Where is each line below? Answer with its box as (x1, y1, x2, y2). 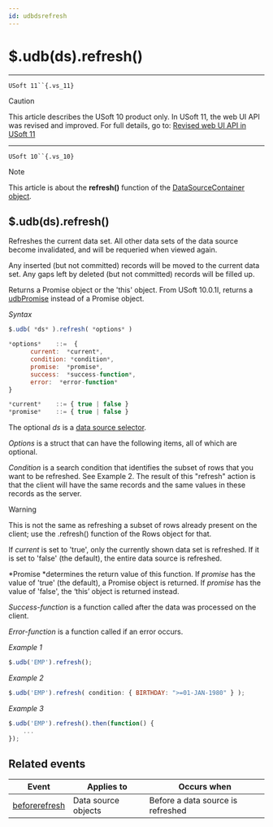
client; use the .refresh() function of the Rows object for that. (8, 529, 212, 539)
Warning (8, 504, 37, 514)
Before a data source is (149, 795, 238, 807)
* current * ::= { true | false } (8, 400, 129, 408)
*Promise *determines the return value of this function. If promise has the (8, 570, 256, 579)
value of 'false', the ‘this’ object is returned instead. (8, 587, 180, 596)
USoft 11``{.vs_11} (8, 81, 75, 90)
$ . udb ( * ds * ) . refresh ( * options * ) (8, 325, 132, 334)
